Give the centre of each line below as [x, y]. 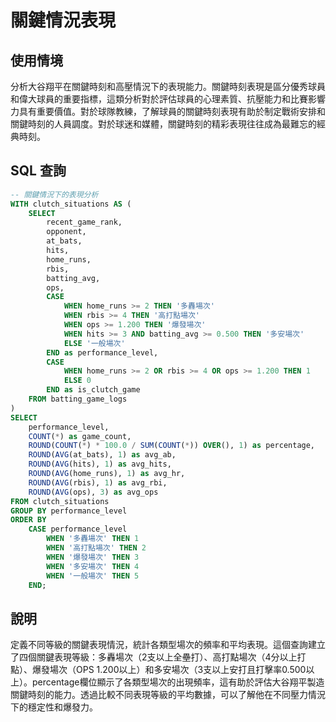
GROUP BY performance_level [69, 511]
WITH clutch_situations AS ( [71, 204]
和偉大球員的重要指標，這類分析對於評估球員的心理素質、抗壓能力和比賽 [159, 99]
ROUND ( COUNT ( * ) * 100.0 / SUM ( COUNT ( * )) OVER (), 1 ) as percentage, [172, 446]
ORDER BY [28, 520]
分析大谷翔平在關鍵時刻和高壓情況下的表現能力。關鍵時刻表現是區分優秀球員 [168, 86]
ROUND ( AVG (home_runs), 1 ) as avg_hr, [107, 474]
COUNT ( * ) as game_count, [80, 436]
